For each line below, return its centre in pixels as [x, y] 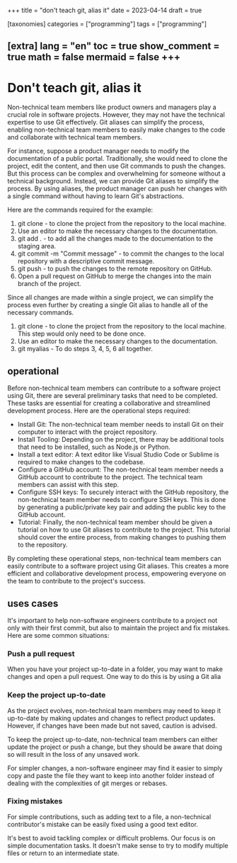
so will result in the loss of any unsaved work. [74, 754]
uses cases [33, 604]
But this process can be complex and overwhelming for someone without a [117, 173]
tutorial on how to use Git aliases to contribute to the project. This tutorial [124, 530]
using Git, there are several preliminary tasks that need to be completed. [112, 396]
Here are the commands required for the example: [80, 210]
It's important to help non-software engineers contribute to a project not [112, 620]
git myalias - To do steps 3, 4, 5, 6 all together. [85, 349]
